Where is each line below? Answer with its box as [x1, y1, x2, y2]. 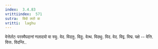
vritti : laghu [5, 20, 36, 26]
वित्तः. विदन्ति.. [5, 39, 27, 45]
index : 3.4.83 [5, 7, 36, 12]
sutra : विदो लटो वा [5, 16, 40, 21]
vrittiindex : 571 [5, 12, 42, 16]
